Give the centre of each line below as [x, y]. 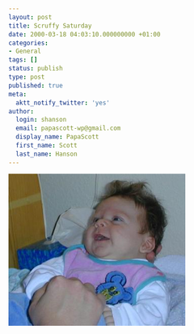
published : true [36, 85]
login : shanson [41, 120]
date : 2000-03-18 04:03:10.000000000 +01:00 [84, 34]
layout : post [30, 17]
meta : [17, 94]
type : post [27, 77]
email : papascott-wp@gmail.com [68, 128]
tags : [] [23, 60]
